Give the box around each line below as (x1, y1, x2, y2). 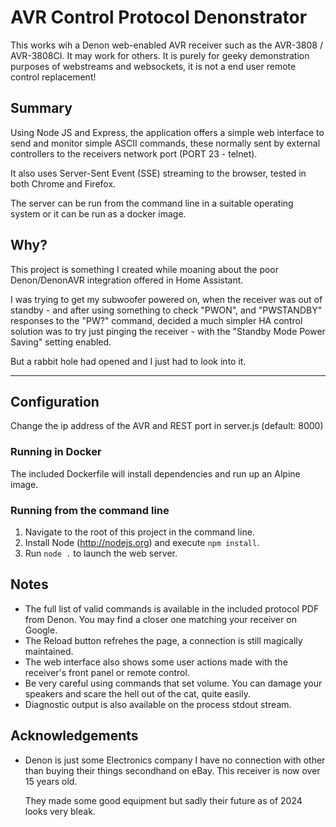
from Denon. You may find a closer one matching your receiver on (24, 613, 297, 625)
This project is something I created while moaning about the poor (10, 263, 280, 275)
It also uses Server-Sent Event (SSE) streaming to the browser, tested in (10, 167, 307, 179)
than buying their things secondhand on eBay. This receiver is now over (24, 764, 321, 776)
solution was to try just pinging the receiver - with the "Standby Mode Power (10, 325, 326, 337)
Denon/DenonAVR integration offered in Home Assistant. (10, 274, 244, 286)
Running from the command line (10, 503, 170, 517)
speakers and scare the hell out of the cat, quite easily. (24, 687, 252, 700)
